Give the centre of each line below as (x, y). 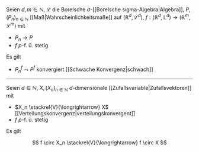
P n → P (24, 38)
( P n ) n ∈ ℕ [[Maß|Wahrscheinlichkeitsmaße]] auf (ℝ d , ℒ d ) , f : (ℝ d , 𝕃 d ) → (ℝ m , (98, 17)
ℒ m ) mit (16, 25)
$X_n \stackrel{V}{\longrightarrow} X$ (62, 107)
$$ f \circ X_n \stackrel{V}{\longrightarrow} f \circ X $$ (99, 143)
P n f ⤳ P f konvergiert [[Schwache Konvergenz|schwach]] (84, 69)
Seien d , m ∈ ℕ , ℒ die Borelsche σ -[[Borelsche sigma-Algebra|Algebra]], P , (98, 9)
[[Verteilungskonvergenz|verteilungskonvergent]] (75, 114)
